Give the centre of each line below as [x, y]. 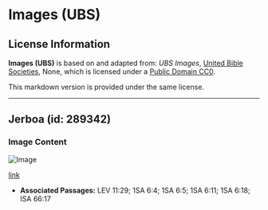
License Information [59, 44]
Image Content [38, 142]
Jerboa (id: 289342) [60, 120]
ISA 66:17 [35, 198]
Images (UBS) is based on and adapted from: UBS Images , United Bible [126, 63]
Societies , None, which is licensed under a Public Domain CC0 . [112, 72]
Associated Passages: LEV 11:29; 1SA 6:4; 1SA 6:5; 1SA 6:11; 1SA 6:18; [135, 190]
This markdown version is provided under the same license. [106, 87]
